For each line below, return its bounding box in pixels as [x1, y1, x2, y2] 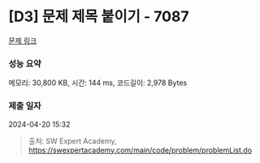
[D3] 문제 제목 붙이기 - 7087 [8, 7, 189, 26]
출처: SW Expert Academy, [28, 135, 117, 146]
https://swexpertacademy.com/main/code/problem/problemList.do [28, 145, 253, 155]
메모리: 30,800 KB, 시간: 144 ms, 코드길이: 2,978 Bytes [8, 78, 188, 88]
